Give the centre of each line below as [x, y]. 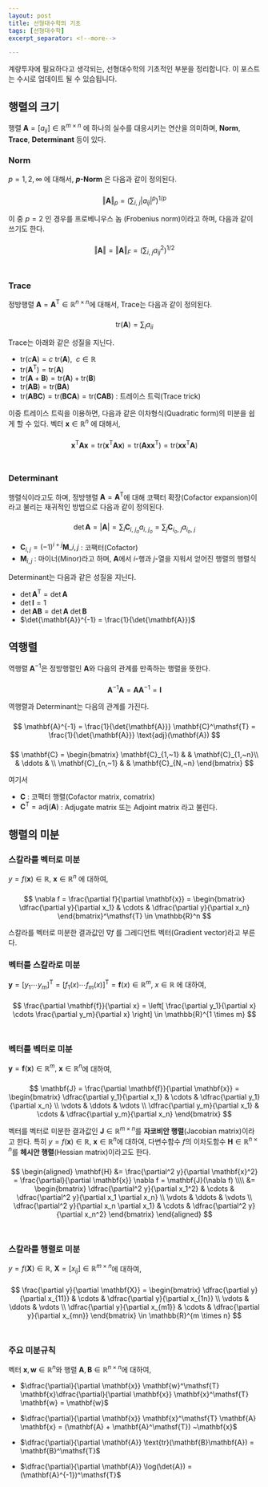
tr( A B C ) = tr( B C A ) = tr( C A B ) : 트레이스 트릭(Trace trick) [110, 396]
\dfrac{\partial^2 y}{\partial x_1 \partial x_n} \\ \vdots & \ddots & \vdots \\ [134, 1197]
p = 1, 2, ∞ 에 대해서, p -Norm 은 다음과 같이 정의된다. [93, 179]
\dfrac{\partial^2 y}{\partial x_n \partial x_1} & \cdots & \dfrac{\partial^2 [130, 1206]
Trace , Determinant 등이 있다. [57, 139]
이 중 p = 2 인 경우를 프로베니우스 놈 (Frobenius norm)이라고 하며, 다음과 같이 [131, 219]
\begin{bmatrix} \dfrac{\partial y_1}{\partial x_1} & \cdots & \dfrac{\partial [128, 1097]
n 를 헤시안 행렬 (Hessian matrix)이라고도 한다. [80, 1151]
